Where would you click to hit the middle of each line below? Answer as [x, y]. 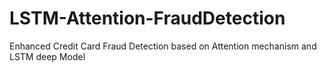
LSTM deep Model [47, 56]
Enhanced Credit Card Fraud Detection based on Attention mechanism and [163, 46]
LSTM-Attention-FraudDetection [147, 18]
